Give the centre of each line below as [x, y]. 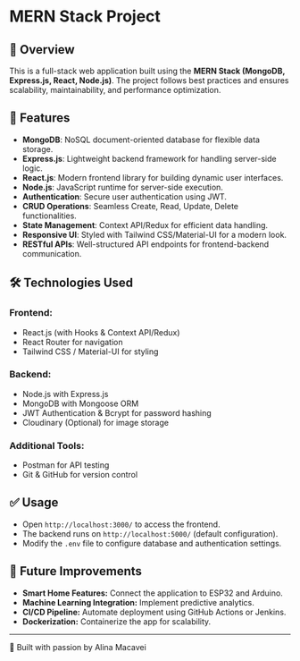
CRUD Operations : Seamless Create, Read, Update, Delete [130, 206]
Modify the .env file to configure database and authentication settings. [152, 543]
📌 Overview [42, 50]
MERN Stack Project [85, 17]
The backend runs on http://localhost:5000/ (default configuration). [150, 533]
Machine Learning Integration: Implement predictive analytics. [138, 602]
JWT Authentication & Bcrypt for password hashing [117, 412]
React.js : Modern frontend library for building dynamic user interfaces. [153, 177]
